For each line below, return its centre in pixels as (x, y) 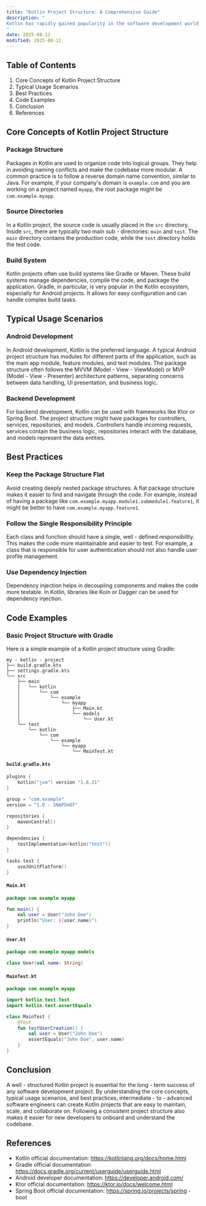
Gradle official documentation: (53, 1164)
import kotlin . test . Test (38, 1000)
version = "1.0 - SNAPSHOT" (42, 805)
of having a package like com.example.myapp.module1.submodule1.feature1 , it (103, 501)
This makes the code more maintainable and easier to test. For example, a (100, 543)
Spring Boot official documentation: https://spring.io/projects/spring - (103, 1191)
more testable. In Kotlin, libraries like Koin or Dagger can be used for (93, 592)
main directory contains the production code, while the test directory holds (101, 238)
